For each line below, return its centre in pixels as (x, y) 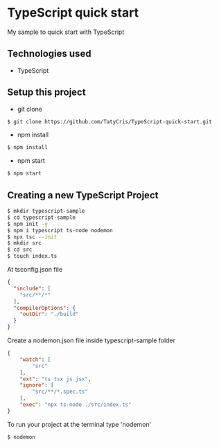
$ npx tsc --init (32, 237)
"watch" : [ (35, 359)
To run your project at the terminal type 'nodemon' (79, 424)
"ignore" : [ (37, 385)
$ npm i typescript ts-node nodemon (60, 230)
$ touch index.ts (32, 256)
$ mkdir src (24, 243)
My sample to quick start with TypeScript (66, 32)
